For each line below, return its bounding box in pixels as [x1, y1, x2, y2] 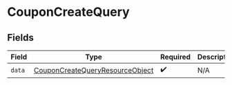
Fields [7, 32, 35, 44]
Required [159, 53, 191, 62]
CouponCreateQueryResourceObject [33, 65, 154, 75]
